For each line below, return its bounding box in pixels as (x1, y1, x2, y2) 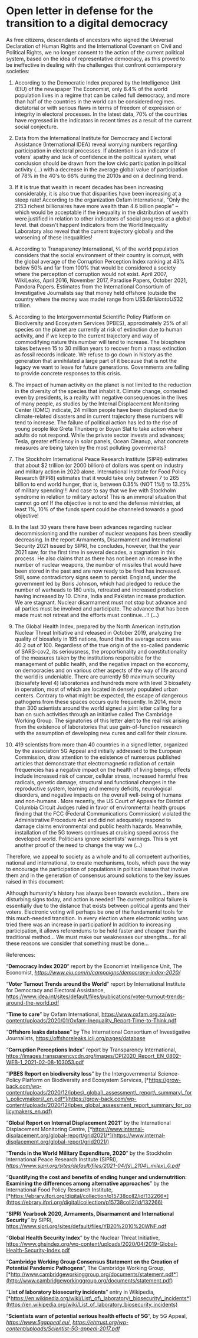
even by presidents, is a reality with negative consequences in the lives (14, 394, 187, 401)
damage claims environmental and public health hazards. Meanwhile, (14, 823, 183, 830)
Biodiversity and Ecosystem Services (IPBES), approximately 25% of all (14, 319, 188, 326)
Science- (157, 1070, 180, 1077)
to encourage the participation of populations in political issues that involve (6, 865, 189, 872)
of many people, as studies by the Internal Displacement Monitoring (14, 400, 180, 407)
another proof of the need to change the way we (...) (14, 841, 143, 849)
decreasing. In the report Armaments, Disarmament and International (14, 536, 182, 543)
